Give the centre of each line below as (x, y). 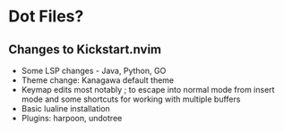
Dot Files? (46, 16)
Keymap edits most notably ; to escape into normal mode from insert (148, 90)
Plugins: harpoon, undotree (72, 118)
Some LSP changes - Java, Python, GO (94, 70)
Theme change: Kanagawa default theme (98, 80)
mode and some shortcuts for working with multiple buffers (131, 99)
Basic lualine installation (66, 108)
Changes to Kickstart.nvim (85, 49)
